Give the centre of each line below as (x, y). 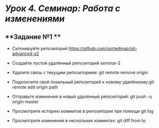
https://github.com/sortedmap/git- (103, 48)
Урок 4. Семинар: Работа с (63, 9)
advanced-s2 (25, 54)
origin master (25, 102)
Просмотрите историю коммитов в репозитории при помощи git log (83, 111)
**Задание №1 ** (33, 37)
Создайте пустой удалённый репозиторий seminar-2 (66, 63)
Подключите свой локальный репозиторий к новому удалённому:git (83, 82)
